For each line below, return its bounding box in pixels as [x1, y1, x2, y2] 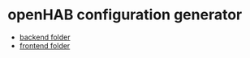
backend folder [19, 32, 71, 42]
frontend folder [19, 40, 71, 50]
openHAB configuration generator [7, 6, 243, 24]
